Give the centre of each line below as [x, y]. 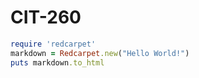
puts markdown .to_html [57, 62]
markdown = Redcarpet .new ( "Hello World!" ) [100, 53]
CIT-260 [46, 17]
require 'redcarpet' [53, 44]
